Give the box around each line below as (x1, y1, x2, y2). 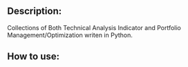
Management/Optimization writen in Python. (7, 31, 133, 39)
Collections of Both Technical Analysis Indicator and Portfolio (7, 23, 181, 31)
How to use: (7, 51, 60, 62)
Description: (7, 5, 62, 17)
